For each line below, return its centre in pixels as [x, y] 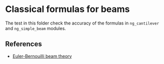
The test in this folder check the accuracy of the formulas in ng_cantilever [82, 23]
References [24, 44]
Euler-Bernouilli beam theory [42, 56]
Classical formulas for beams [68, 9]
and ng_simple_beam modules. [36, 28]
